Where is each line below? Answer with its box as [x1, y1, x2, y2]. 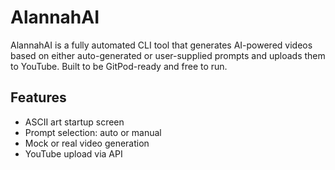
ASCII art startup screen [24, 116, 125, 128]
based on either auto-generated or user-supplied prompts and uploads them [10, 49, 326, 61]
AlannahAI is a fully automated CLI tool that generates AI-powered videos [10, 39, 313, 51]
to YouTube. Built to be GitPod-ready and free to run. [10, 60, 228, 72]
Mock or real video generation [24, 137, 150, 149]
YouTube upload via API [24, 147, 123, 160]
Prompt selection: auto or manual [24, 126, 162, 138]
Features [10, 89, 67, 106]
